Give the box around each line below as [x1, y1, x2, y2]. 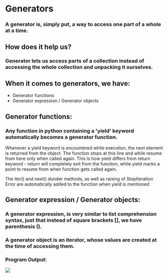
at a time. [5, 27, 29, 34]
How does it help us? [5, 42, 72, 51]
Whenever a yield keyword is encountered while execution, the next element [5, 144, 163, 150]
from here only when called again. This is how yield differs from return [5, 155, 150, 161]
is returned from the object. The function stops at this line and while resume [5, 150, 162, 156]
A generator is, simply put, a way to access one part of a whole [5, 21, 161, 28]
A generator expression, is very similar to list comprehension [5, 210, 157, 217]
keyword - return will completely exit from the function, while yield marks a [5, 160, 160, 166]
